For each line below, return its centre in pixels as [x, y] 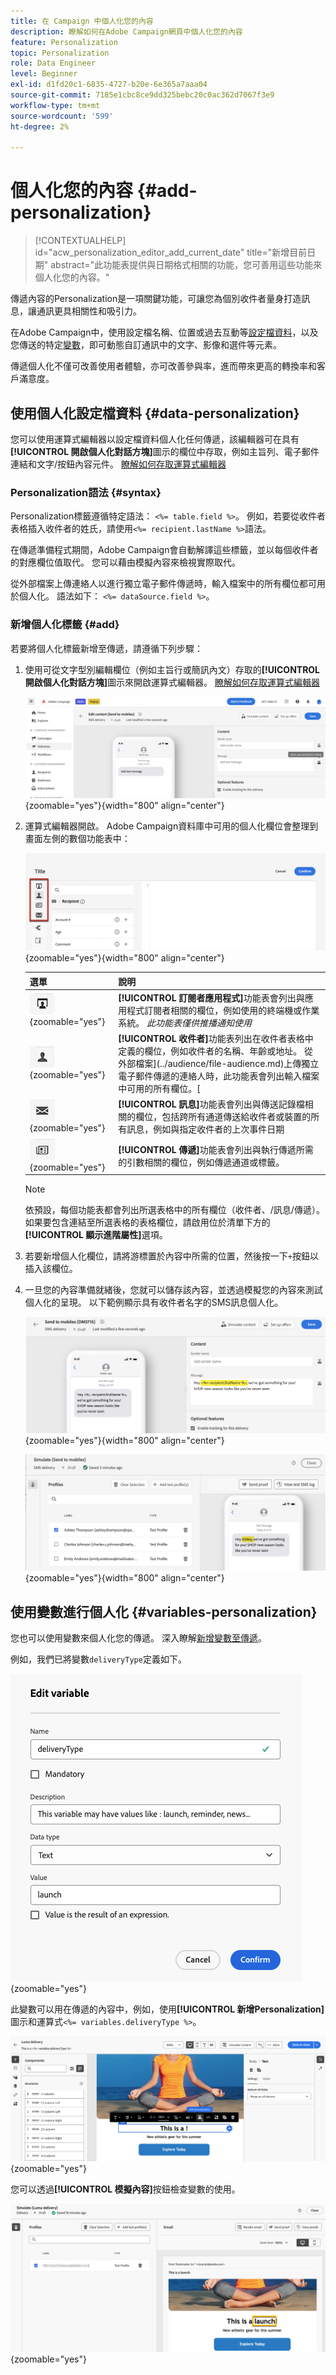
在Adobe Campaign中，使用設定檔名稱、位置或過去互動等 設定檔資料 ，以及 [164, 332]
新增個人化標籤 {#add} [65, 625]
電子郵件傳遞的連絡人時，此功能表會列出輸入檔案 [219, 1076]
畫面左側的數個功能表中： [77, 838]
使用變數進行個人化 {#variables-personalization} [164, 1611]
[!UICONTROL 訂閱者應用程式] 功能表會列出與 [211, 997]
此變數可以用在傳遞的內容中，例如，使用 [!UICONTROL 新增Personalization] [167, 2009]
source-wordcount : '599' [62, 116]
